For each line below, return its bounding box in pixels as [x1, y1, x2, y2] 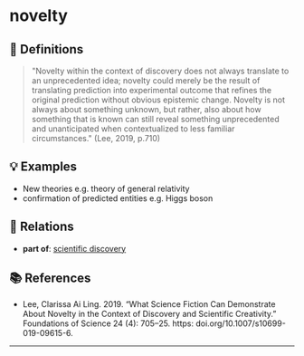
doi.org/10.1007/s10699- [195, 318, 287, 329]
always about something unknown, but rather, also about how [31, 104, 261, 114]
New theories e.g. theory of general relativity [22, 183, 190, 194]
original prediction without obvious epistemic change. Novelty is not [31, 94, 286, 105]
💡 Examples [9, 159, 78, 175]
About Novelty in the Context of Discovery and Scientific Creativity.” [22, 309, 277, 320]
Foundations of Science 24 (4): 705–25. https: [22, 318, 195, 329]
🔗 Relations [9, 219, 74, 235]
